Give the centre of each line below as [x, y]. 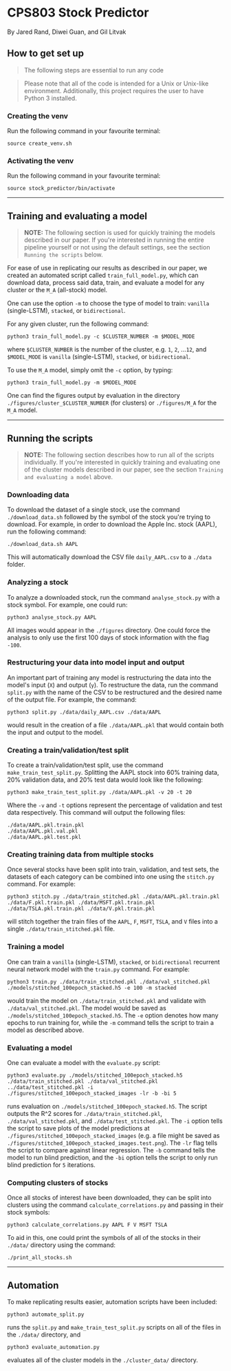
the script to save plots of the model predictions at [78, 1128]
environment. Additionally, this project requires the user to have [114, 90]
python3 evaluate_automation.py [53, 1348]
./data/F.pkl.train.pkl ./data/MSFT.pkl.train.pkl [81, 903]
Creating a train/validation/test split [68, 750]
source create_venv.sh [40, 144]
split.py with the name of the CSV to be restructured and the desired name [114, 692]
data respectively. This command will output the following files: [96, 813]
